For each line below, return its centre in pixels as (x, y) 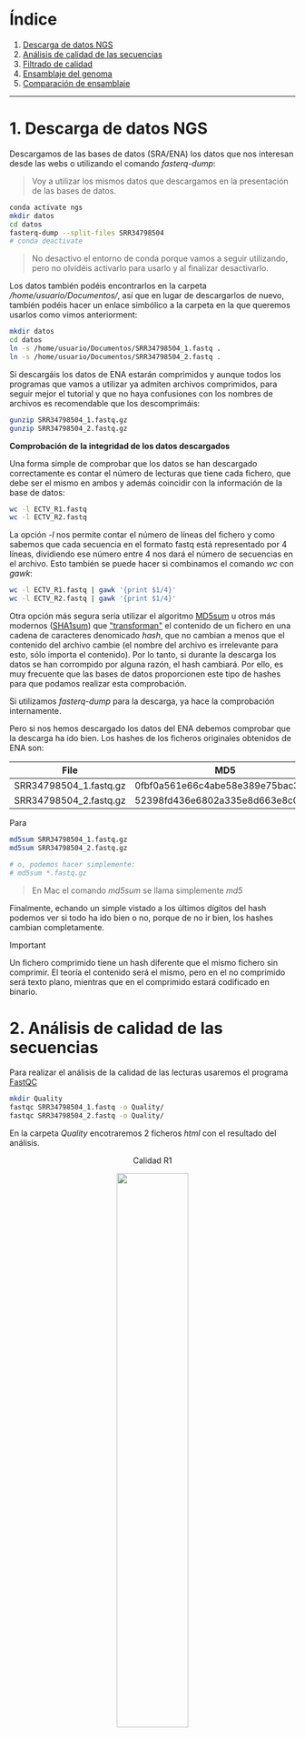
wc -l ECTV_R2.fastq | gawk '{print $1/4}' (93, 599)
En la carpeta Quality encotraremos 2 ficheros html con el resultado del (143, 1133)
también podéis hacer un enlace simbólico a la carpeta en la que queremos (150, 306)
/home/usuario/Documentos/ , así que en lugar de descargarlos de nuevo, (147, 296)
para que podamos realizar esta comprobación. (98, 683)
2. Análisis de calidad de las (116, 1028)
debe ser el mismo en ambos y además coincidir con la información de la (146, 483)
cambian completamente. (57, 927)
